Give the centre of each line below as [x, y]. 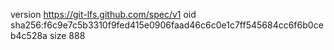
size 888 [67, 35]
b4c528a [29, 35]
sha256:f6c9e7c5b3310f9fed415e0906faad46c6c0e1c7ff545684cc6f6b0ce [167, 25]
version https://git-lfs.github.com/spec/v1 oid [103, 14]
